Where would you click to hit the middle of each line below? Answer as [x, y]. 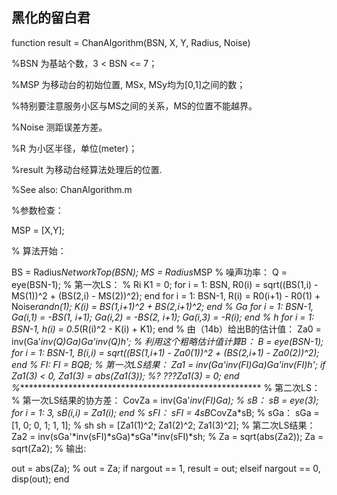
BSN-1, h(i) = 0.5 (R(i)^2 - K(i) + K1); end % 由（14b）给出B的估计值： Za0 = [166, 329]
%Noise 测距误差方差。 [59, 127]
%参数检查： [37, 210]
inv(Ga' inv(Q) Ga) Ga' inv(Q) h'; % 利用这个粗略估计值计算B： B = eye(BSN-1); [167, 341]
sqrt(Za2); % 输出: [49, 448]
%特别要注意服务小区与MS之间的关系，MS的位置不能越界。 [134, 105]
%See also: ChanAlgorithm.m [72, 189]
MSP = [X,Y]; [38, 230]
